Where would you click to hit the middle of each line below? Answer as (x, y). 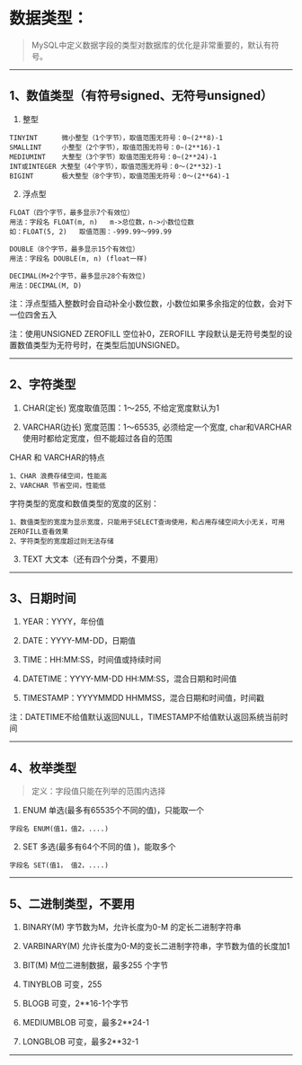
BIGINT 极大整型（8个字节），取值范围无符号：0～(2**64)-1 (120, 176)
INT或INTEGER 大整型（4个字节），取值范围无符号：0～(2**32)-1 (115, 166)
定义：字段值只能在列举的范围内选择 (98, 791)
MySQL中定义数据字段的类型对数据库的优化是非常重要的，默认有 (151, 45)
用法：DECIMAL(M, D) (46, 285)
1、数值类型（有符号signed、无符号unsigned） (141, 96)
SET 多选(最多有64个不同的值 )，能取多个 (99, 847)
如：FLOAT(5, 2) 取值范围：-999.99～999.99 (91, 231)
